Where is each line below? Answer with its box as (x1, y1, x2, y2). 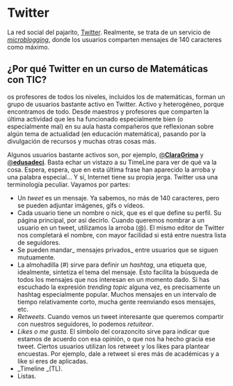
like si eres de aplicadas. (17, 357, 88, 365)
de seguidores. (17, 238, 61, 246)
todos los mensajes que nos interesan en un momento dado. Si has (17, 275, 210, 283)
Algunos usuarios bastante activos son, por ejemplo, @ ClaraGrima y (7, 150, 204, 158)
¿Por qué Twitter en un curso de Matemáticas (7, 63, 209, 75)
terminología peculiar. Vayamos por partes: (7, 180, 131, 188)
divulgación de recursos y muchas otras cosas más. (7, 137, 156, 145)
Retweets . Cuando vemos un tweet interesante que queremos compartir (17, 312, 224, 320)
